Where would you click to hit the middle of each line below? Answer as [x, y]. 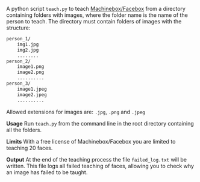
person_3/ [19, 83]
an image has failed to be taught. [47, 172]
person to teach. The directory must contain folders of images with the [94, 21]
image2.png [31, 72]
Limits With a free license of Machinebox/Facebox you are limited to [91, 141]
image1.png [31, 67]
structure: [18, 28]
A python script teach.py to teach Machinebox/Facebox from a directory [96, 9]
